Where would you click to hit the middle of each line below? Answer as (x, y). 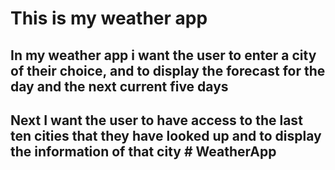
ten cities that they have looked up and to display (166, 135)
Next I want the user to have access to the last (156, 120)
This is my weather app (109, 18)
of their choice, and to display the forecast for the (168, 70)
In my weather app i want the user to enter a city (163, 55)
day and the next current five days (119, 86)
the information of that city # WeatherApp (143, 151)
